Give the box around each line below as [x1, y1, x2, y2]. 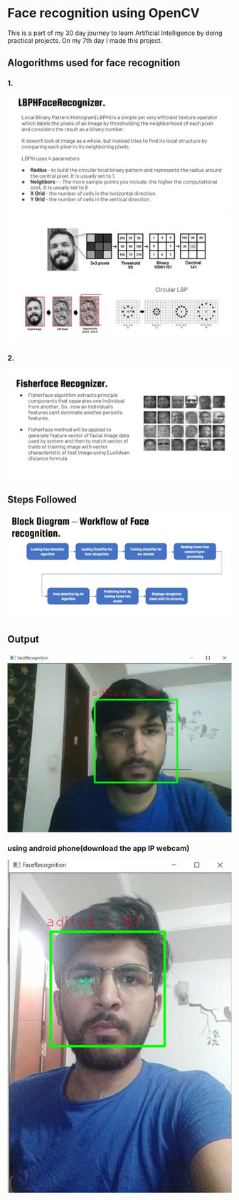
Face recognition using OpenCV [7, 5, 201, 21]
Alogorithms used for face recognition [7, 57, 181, 69]
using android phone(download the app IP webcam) [7, 843, 190, 853]
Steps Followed [7, 493, 77, 505]
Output [7, 633, 39, 645]
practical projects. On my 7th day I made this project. [7, 36, 163, 44]
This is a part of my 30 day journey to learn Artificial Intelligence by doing [7, 29, 223, 37]
